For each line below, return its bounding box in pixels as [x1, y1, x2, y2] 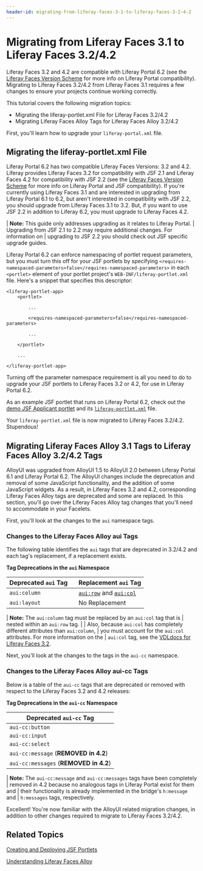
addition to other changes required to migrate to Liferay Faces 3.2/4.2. [6, 812, 182, 819]
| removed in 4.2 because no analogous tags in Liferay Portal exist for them [6, 780, 194, 788]
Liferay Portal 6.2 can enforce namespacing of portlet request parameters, [6, 251, 193, 258]
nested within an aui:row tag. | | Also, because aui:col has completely [6, 621, 184, 628]
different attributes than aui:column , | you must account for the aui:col [6, 627, 184, 635]
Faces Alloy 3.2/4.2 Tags [6, 450, 103, 461]
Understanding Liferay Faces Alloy [6, 858, 93, 865]
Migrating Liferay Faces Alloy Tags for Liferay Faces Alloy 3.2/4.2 [15, 117, 179, 125]
